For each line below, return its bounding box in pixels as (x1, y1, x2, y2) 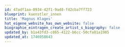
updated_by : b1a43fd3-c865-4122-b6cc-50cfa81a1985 (4, 30, 109, 35)
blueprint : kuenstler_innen (4, 12, 62, 17)
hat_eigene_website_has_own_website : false (4, 21, 94, 26)
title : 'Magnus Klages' (4, 16, 53, 21)
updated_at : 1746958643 (4, 35, 53, 40)
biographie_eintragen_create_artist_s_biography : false (4, 25, 120, 30)
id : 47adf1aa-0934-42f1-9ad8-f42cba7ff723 (4, 7, 92, 12)
